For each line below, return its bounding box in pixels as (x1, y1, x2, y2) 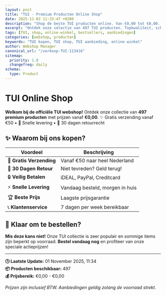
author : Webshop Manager (5, 44, 56, 49)
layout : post (5, 7, 32, 12)
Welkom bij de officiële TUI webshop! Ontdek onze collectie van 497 (5, 109, 147, 115)
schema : (5, 67, 21, 72)
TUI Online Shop (5, 93, 73, 104)
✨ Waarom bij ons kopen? (5, 134, 85, 143)
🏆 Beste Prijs (7, 193, 41, 200)
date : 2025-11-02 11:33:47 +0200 (5, 16, 74, 21)
